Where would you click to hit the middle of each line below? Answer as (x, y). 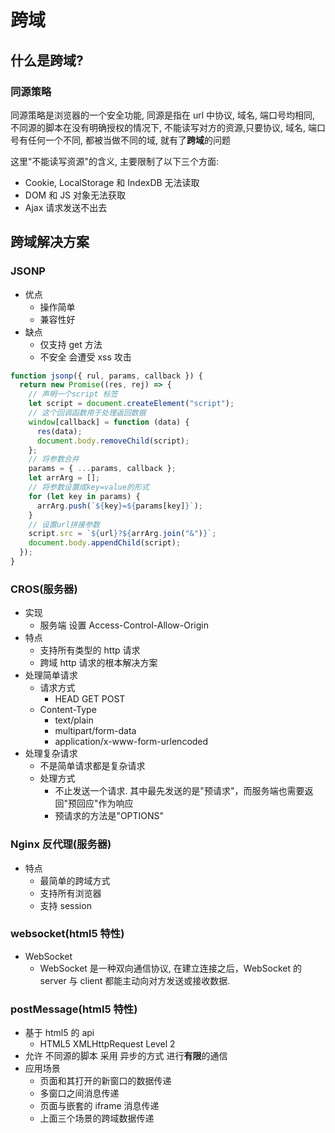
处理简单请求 (51, 675)
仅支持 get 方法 (71, 344)
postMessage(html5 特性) (74, 1009)
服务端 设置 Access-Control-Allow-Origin (124, 625)
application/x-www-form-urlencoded (131, 742)
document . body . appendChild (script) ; (105, 543)
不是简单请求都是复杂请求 (92, 766)
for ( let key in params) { (84, 496)
